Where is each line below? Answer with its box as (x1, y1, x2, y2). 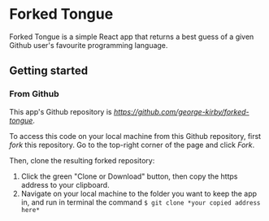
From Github (9, 89, 59, 100)
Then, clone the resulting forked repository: (9, 155, 155, 165)
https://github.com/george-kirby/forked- (113, 106, 250, 116)
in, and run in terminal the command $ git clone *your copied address (20, 197, 261, 207)
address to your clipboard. (20, 180, 110, 189)
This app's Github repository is (9, 106, 112, 116)
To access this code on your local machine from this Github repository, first (9, 131, 262, 141)
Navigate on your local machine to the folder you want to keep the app (20, 188, 258, 198)
